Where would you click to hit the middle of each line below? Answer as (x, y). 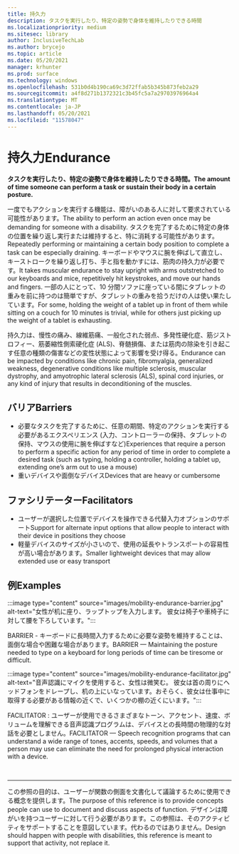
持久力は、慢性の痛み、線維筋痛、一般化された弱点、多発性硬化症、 (107, 335)
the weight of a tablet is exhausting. (60, 320)
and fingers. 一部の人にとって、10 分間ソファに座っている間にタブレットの (117, 287)
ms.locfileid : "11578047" (46, 120)
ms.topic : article (34, 54)
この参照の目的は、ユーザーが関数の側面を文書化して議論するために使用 (113, 792)
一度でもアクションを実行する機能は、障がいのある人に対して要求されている (119, 209)
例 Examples (34, 585)
